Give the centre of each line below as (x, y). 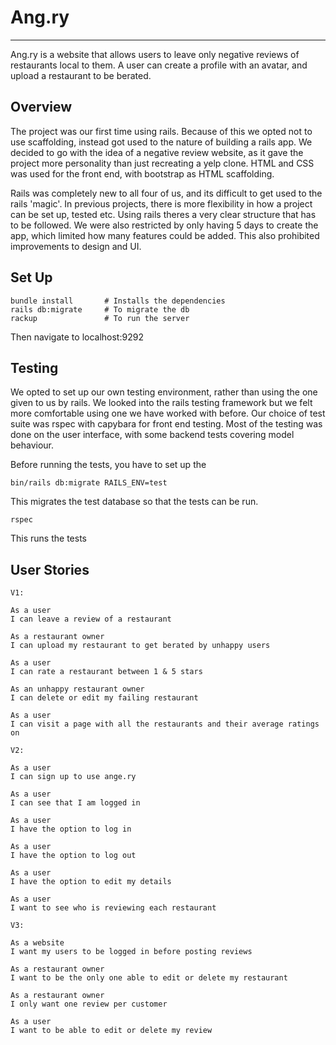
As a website (37, 943)
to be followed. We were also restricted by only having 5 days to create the (164, 225)
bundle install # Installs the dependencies (118, 301)
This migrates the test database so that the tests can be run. (134, 502)
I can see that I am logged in (75, 803)
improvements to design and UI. (76, 246)
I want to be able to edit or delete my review (111, 1031)
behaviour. (32, 445)
